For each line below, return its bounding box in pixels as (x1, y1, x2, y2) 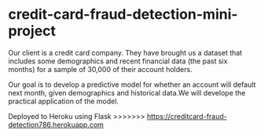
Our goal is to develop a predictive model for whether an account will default (8, 80, 256, 89)
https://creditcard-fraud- (146, 111, 228, 121)
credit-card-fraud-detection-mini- (8, 5, 238, 23)
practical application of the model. (8, 96, 119, 106)
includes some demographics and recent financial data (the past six (8, 56, 228, 66)
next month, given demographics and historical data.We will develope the (8, 88, 246, 97)
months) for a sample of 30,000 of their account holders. (8, 64, 192, 74)
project (8, 22, 57, 40)
